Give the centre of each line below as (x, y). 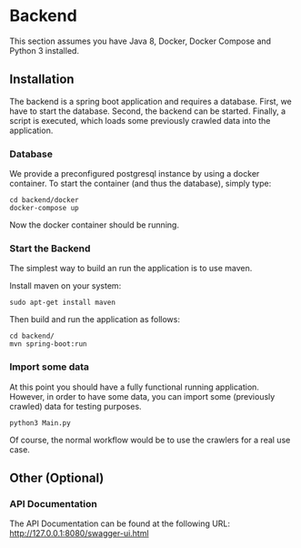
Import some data (49, 367)
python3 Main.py (40, 423)
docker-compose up (44, 208)
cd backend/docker (44, 200)
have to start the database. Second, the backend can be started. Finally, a (148, 111)
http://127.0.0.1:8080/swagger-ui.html (79, 533)
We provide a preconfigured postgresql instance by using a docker (135, 174)
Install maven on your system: (65, 286)
